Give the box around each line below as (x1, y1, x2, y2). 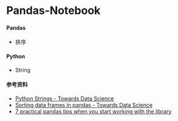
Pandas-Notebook (6, 4, 101, 18)
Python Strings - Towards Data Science (15, 95, 114, 102)
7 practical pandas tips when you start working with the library (15, 108, 172, 115)
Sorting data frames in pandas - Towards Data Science (15, 101, 153, 108)
